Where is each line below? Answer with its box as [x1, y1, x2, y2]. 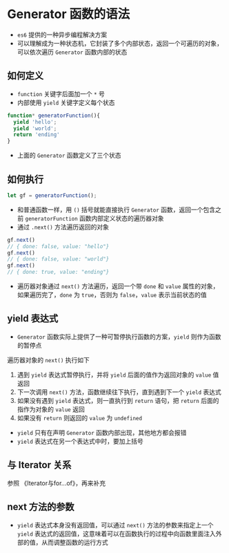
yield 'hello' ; [13, 118, 57, 125]
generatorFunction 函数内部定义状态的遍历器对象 [25, 214, 164, 222]
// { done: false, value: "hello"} [7, 243, 110, 250]
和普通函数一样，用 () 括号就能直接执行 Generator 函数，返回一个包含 [17, 205, 216, 214]
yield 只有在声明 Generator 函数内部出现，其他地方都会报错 [17, 428, 187, 436]
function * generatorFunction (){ [7, 112, 100, 119]
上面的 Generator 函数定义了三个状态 [17, 151, 122, 160]
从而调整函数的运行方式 [41, 538, 108, 546]
